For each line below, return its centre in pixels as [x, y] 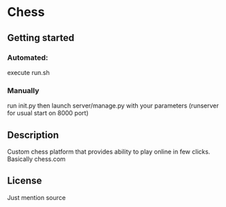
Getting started [41, 38]
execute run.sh [28, 72]
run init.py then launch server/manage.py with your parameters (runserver [113, 106]
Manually [23, 90]
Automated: [28, 58]
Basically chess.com [36, 159]
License [25, 181]
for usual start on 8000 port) [48, 113]
